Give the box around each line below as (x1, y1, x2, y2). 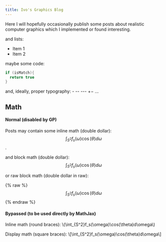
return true (9, 75, 35, 80)
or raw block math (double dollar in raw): (5, 173, 89, 179)
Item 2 (12, 51, 26, 57)
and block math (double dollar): (5, 154, 70, 160)
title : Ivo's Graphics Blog (5, 7, 64, 12)
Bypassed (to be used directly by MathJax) (5, 210, 96, 217)
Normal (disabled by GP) (5, 117, 57, 122)
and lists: (5, 36, 24, 42)
